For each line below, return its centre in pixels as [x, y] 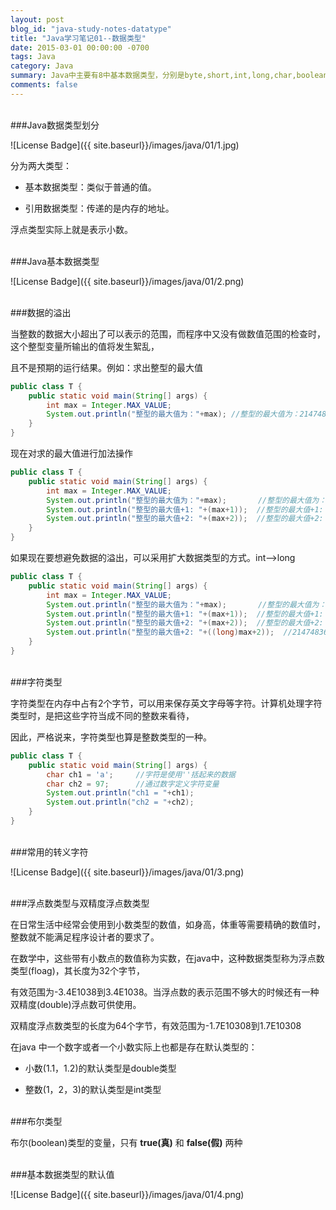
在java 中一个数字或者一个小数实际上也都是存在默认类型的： [134, 1047]
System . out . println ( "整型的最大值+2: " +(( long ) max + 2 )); [160, 632]
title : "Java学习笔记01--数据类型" [78, 38]
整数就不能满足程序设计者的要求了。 [85, 937]
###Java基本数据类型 [55, 261]
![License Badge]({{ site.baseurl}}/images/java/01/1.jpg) [125, 145]
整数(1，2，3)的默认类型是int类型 [93, 1089]
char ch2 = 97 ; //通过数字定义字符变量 [133, 784]
